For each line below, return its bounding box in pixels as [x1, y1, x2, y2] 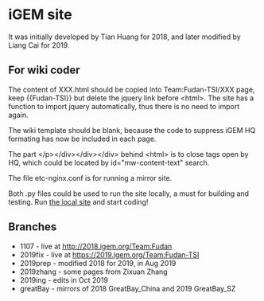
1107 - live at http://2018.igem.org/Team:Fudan [19, 241, 173, 251]
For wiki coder [8, 64, 81, 77]
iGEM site [8, 6, 73, 24]
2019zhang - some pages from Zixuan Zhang [19, 267, 169, 276]
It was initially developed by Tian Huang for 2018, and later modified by [8, 32, 241, 41]
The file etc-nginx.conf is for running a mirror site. [8, 173, 173, 182]
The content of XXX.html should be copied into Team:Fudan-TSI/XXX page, [8, 84, 255, 94]
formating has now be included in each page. [8, 134, 157, 143]
